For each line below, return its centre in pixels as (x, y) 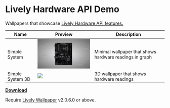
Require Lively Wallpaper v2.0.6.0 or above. (51, 100)
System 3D (19, 79)
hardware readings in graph (123, 57)
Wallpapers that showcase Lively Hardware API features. (64, 23)
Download (16, 90)
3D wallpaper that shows (120, 74)
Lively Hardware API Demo (62, 9)
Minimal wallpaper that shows (125, 51)
